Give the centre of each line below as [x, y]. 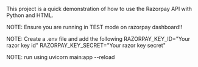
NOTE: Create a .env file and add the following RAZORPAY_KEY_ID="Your [98, 39]
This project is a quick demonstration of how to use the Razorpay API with [99, 9]
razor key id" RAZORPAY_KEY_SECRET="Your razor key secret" [86, 45]
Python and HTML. [30, 15]
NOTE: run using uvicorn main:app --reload [61, 57]
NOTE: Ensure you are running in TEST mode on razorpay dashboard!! [94, 27]
